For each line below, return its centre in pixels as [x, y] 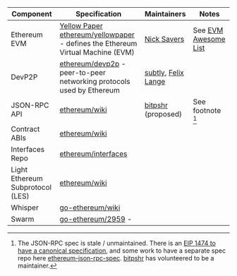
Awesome [209, 39]
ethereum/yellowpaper [97, 35]
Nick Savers [164, 39]
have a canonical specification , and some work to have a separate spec [122, 251]
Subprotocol [31, 187]
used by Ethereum [90, 90]
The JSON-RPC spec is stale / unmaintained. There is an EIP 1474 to [117, 243]
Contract [25, 129]
